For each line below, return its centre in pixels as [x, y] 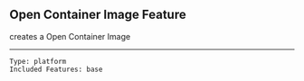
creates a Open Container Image [70, 36]
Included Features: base [56, 69]
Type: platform [38, 61]
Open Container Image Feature [98, 15]
